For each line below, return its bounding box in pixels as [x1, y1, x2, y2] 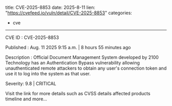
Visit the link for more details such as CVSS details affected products [5, 91, 150, 96]
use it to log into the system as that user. [5, 71, 91, 76]
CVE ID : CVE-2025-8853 [5, 34, 59, 40]
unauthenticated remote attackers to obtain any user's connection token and [5, 65, 167, 71]
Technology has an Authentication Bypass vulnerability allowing [5, 60, 140, 66]
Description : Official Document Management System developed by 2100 [5, 54, 159, 60]
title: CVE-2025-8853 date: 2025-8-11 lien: [5, 5, 96, 10]
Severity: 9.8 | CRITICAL [5, 80, 56, 87]
